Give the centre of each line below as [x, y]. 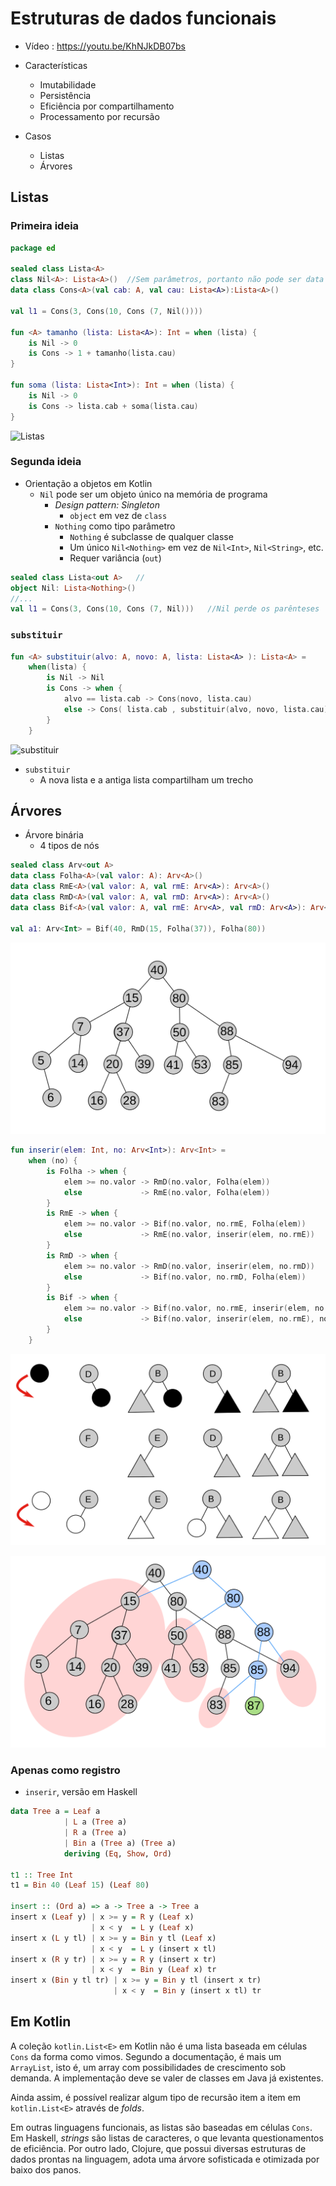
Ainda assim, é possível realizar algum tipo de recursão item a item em [155, 2097]
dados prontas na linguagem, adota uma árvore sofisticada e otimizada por [165, 2159]
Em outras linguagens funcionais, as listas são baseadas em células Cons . [161, 2127]
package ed [33, 248]
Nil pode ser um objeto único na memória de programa [153, 494]
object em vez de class [118, 515]
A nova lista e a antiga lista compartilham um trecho [146, 779]
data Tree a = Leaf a [55, 1812]
